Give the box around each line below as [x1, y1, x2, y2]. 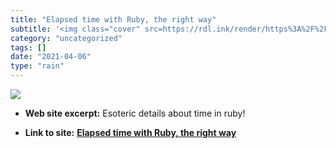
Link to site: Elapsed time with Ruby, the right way [24, 127, 237, 138]
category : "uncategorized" [10, 33, 123, 43]
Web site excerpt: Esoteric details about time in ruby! [24, 107, 246, 119]
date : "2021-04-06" [10, 52, 92, 62]
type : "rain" [10, 61, 65, 71]
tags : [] [10, 42, 47, 53]
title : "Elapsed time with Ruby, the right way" [10, 14, 217, 25]
